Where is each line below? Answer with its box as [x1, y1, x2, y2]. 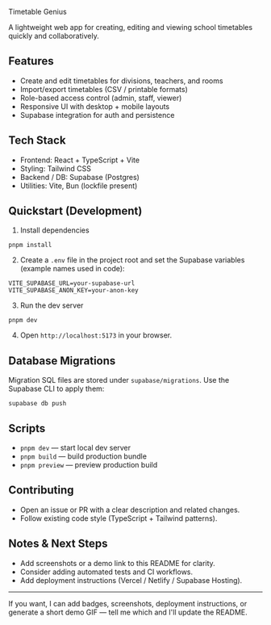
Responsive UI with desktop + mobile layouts [19, 101, 170, 111]
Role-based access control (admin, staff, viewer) [19, 93, 182, 103]
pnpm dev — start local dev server [19, 443, 131, 453]
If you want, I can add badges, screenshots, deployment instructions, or [8, 598, 248, 608]
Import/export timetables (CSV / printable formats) [19, 84, 188, 94]
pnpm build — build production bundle [19, 451, 148, 461]
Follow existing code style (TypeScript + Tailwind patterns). [19, 513, 218, 523]
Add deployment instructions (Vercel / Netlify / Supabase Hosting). [19, 575, 243, 585]
